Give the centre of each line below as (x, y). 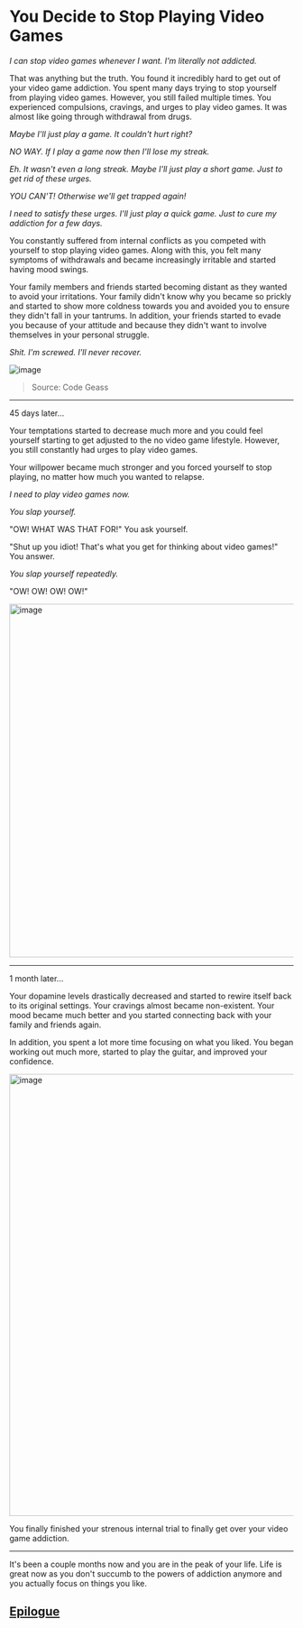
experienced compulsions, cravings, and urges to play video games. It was (148, 106)
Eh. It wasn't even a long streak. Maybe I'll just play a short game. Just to (146, 169)
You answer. (32, 556)
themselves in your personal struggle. (79, 335)
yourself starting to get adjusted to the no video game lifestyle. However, (145, 440)
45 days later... (37, 413)
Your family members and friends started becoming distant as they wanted (148, 287)
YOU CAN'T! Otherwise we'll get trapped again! (98, 196)
